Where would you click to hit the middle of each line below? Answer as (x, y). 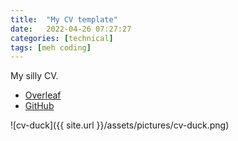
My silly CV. (34, 76)
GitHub (39, 106)
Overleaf (43, 95)
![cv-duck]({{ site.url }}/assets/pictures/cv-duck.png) (120, 125)
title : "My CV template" (64, 19)
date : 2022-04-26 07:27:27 (71, 29)
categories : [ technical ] (62, 38)
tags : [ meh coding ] (51, 47)
